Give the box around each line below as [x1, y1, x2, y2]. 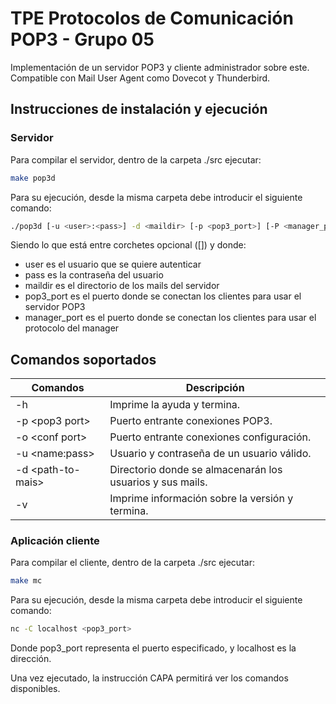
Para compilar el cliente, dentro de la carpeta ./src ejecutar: [10, 557, 255, 569]
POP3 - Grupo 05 [10, 28, 155, 51]
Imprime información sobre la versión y [109, 492, 294, 506]
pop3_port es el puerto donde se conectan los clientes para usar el [24, 290, 302, 302]
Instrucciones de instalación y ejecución [10, 101, 268, 118]
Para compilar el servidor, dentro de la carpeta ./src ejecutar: [10, 153, 262, 166]
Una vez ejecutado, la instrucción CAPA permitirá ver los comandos [10, 672, 289, 684]
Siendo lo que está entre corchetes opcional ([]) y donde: [10, 239, 247, 251]
